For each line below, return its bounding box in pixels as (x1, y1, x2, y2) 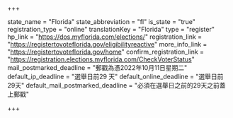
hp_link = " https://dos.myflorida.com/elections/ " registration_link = (7, 33, 203, 41)
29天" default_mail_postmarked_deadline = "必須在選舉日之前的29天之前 (7, 81, 220, 89)
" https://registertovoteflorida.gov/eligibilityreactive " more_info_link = (7, 40, 208, 48)
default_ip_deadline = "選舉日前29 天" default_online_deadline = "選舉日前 (7, 72, 224, 81)
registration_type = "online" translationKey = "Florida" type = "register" (7, 25, 215, 33)
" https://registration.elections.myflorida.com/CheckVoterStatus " (7, 55, 195, 64)
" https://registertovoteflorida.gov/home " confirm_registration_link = (7, 47, 204, 56)
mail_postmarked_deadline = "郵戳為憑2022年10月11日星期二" (7, 64, 188, 71)
